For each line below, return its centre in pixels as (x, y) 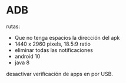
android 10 (27, 56)
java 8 (22, 63)
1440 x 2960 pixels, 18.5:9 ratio (53, 44)
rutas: (13, 26)
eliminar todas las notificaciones (54, 50)
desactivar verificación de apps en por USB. (60, 74)
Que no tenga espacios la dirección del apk (67, 37)
